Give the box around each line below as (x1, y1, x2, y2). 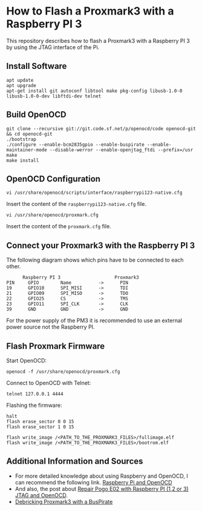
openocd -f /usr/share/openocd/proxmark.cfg (6, 369, 120, 375)
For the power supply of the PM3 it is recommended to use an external (6, 317, 183, 325)
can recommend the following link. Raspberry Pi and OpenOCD (15, 478, 172, 486)
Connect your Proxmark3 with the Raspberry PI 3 (6, 240, 195, 251)
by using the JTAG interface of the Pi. (6, 44, 100, 51)
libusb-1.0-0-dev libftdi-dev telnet (6, 93, 102, 99)
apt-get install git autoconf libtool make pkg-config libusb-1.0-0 (6, 88, 183, 94)
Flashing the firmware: (6, 401, 62, 409)
